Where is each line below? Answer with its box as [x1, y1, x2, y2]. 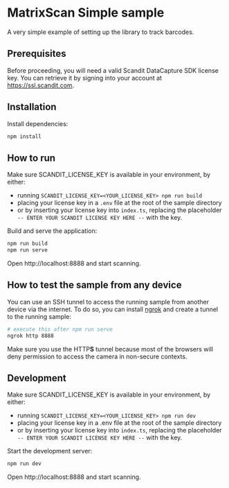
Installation [7, 101, 57, 113]
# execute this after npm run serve [7, 326, 113, 333]
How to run [7, 152, 56, 164]
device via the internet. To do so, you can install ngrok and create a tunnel [7, 305, 219, 313]
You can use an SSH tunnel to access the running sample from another [7, 297, 210, 306]
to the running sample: [7, 312, 71, 320]
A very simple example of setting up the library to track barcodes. [7, 28, 194, 36]
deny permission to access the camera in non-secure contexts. [7, 352, 187, 360]
